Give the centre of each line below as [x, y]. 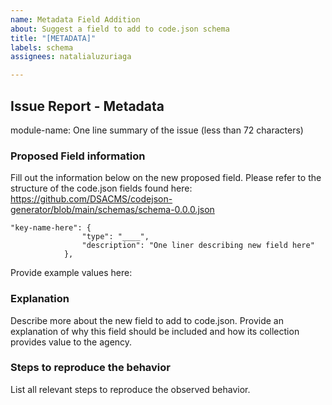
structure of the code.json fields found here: [101, 188]
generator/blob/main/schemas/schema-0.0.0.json [112, 210]
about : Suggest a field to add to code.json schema [120, 29]
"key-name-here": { [51, 228]
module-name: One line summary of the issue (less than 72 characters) [157, 130]
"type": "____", [115, 237]
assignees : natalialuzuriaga [71, 57]
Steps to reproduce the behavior [90, 368]
